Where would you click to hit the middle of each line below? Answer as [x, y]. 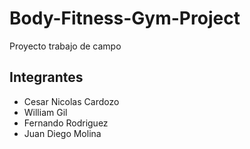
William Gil [45, 112]
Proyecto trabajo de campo [65, 46]
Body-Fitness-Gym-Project [125, 18]
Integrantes [46, 77]
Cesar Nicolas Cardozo [71, 101]
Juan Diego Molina [62, 133]
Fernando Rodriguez [66, 123]
